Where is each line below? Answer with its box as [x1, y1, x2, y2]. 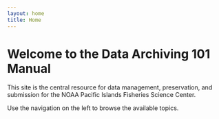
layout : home [7, 10, 45, 17]
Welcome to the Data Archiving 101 [7, 46, 211, 62]
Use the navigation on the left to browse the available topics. [7, 104, 179, 112]
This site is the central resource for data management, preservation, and [7, 83, 213, 91]
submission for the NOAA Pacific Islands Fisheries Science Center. [7, 91, 196, 99]
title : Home [7, 17, 41, 23]
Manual [7, 61, 52, 76]
